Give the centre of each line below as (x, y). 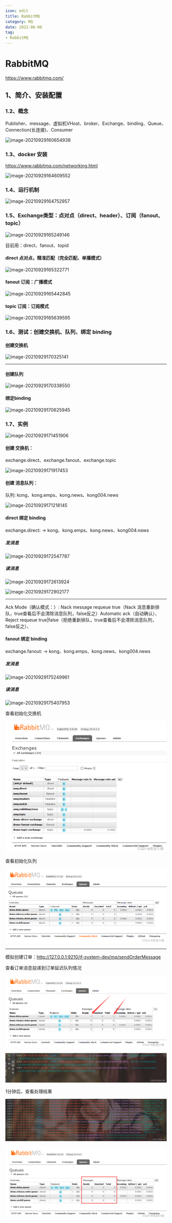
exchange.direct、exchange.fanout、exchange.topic (61, 460)
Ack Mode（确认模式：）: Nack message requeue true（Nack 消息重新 (80, 607)
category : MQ (19, 22)
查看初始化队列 (21, 861)
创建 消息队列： (22, 483)
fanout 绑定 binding (26, 639)
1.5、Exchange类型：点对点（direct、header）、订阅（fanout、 (84, 216)
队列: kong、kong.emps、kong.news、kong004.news (62, 495)
